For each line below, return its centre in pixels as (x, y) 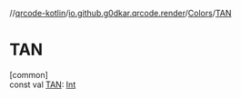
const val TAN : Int (43, 84)
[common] (29, 74)
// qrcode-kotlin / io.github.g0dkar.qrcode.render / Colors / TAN (120, 13)
